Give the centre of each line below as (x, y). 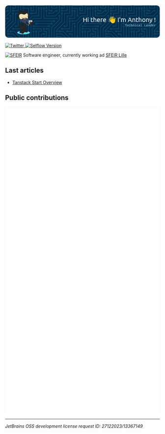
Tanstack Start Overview (37, 82)
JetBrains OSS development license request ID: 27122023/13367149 (74, 426)
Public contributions (37, 98)
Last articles (25, 71)
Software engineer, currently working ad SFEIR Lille (75, 55)
